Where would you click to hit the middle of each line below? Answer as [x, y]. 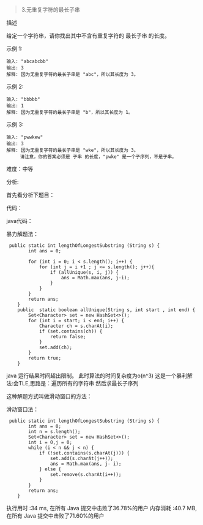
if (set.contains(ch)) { [71, 331]
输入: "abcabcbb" [28, 61]
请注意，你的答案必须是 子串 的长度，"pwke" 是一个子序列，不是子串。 [98, 157]
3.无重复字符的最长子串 [51, 9]
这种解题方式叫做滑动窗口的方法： [49, 396]
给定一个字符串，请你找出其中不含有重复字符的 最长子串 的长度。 [88, 36]
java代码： [20, 221]
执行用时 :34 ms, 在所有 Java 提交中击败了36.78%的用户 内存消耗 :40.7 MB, [102, 508]
